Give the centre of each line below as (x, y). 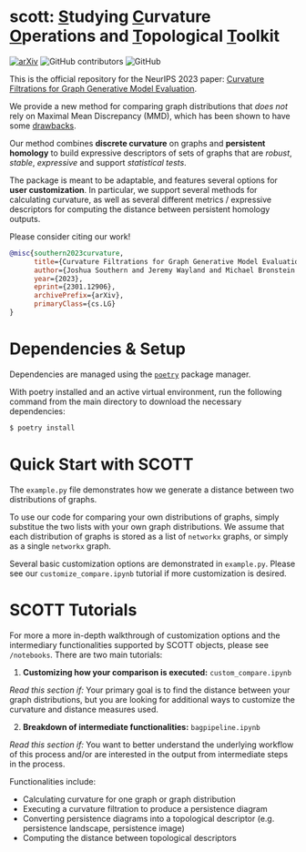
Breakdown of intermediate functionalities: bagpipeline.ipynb (142, 726)
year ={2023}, (58, 279)
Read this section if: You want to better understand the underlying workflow (152, 745)
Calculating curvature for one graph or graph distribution (129, 799)
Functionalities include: (53, 781)
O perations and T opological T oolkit (145, 36)
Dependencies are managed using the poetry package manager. (130, 374)
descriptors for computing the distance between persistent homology (140, 209)
